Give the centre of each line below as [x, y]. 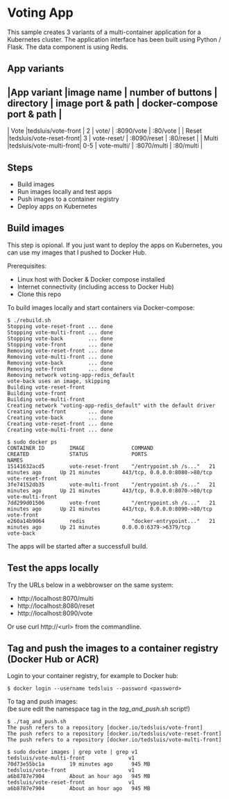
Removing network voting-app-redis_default [71, 375]
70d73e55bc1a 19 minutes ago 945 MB [79, 764]
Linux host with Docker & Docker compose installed [91, 279]
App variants [36, 68]
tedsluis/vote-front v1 [71, 770]
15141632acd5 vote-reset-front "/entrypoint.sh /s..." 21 [111, 466]
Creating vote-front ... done [60, 412]
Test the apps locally [53, 568]
